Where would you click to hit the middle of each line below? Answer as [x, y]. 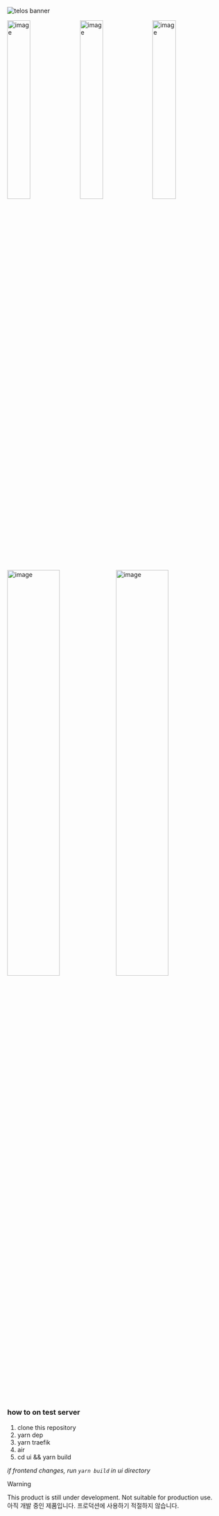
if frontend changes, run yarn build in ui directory [79, 1470]
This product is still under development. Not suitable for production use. [110, 1497]
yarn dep [30, 1435]
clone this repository [46, 1427]
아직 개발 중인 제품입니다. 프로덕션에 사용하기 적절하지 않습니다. [93, 1506]
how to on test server [44, 1413]
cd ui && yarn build [44, 1457]
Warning [19, 1483]
